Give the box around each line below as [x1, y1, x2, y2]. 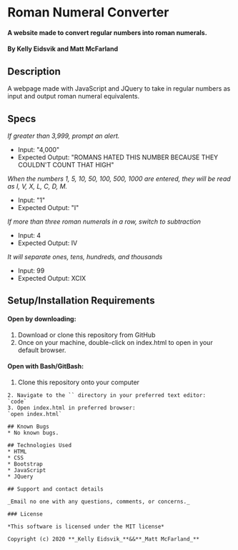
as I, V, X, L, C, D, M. [7, 182, 68, 190]
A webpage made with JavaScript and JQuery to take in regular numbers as [7, 84, 231, 93]
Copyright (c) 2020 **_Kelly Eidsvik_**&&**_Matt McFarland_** [7, 535, 200, 543]
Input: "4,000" [17, 146, 60, 154]
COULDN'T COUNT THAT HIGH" [17, 161, 114, 169]
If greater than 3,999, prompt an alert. [7, 131, 120, 140]
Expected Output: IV [17, 239, 78, 247]
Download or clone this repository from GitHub [17, 330, 156, 339]
